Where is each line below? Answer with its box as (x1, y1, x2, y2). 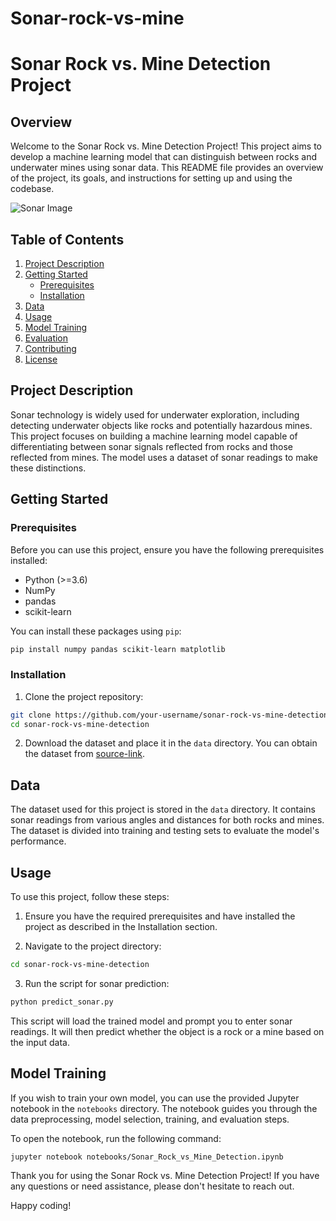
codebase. (10, 183, 55, 195)
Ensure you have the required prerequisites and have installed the (24, 910, 296, 922)
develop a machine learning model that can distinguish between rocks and (10, 151, 317, 163)
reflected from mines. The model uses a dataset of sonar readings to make (10, 451, 318, 463)
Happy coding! (10, 1200, 72, 1212)
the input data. (10, 1036, 70, 1048)
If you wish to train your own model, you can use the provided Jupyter (10, 1092, 300, 1104)
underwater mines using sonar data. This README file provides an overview (10, 162, 324, 174)
